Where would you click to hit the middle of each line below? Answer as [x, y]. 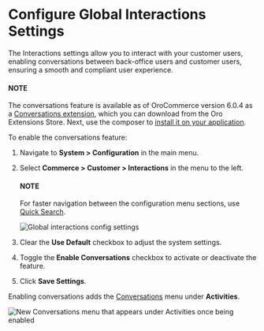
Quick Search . [43, 212]
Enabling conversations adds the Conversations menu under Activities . [124, 296]
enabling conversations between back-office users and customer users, [125, 61]
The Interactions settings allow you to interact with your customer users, [126, 53]
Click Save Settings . [53, 281]
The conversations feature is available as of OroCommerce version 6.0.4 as [131, 106]
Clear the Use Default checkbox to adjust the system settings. [121, 243]
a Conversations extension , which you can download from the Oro [115, 114]
